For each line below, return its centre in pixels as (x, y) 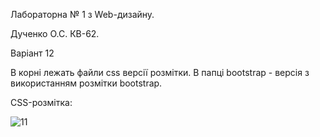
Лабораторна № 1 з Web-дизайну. (82, 14)
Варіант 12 (32, 53)
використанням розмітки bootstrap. (86, 83)
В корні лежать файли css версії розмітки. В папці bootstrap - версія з (160, 72)
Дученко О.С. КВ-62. (55, 33)
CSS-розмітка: (41, 102)
